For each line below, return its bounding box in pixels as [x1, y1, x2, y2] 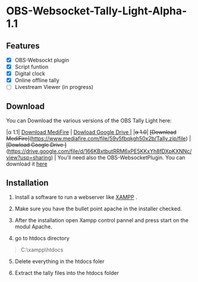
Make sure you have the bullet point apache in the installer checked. [14, 205, 183, 212]
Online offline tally [14, 76, 59, 84]
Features [6, 41, 40, 51]
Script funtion [14, 63, 49, 70]
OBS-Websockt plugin [14, 57, 70, 63]
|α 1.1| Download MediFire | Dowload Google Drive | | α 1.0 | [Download [6, 128, 177, 136]
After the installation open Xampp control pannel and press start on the [14, 216, 189, 223]
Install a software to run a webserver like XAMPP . [14, 193, 138, 201]
